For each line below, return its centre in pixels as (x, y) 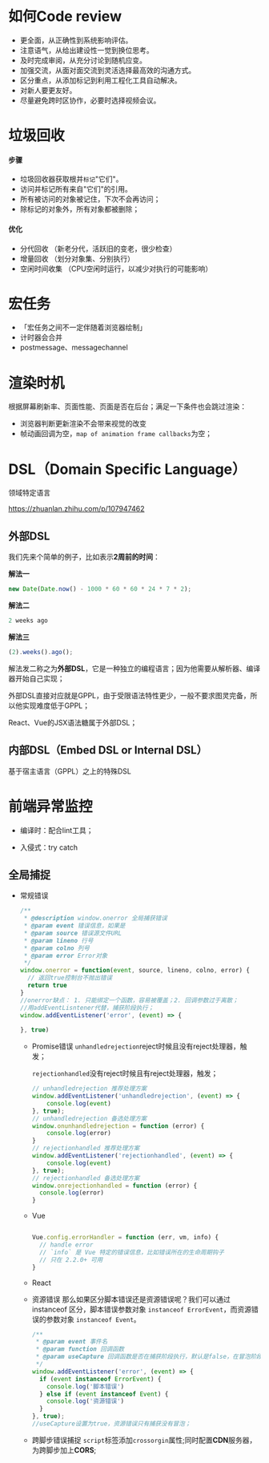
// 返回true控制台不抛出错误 (70, 978)
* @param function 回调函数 (80, 1349)
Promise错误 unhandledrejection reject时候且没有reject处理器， (136, 1046)
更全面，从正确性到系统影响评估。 (76, 40)
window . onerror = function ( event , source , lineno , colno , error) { (135, 971)
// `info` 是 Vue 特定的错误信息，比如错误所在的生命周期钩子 (131, 1252)
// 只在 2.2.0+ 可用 (71, 1259)
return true (47, 986)
